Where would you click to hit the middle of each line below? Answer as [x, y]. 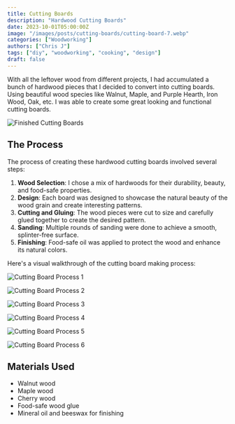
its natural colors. [42, 249]
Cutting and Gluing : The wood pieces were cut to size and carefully [115, 212]
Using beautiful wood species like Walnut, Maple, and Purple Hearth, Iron [113, 94]
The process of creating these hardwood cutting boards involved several [112, 161]
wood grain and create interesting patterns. [80, 205]
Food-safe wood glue [48, 406]
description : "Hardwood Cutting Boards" [67, 20]
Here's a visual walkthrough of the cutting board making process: [101, 263]
